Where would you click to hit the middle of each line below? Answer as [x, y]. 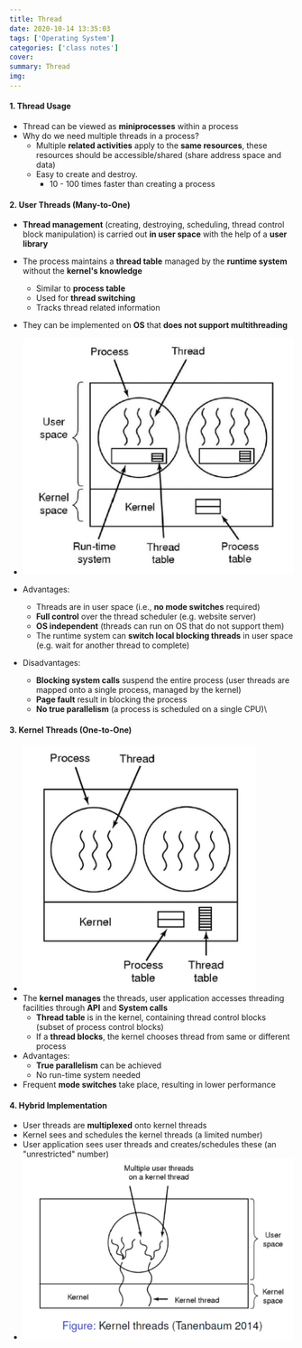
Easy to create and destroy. [87, 174]
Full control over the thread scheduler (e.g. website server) [146, 616]
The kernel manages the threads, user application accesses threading [153, 998]
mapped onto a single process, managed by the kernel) [138, 689]
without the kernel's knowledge [82, 271]
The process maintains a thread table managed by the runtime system [155, 261]
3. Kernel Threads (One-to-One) [71, 730]
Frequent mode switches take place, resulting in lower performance [149, 1085]
